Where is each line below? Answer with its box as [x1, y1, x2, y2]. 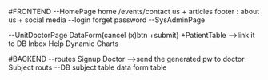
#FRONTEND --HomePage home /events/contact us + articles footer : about [8, 7, 260, 16]
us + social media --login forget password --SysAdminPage [8, 15, 206, 25]
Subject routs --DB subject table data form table [8, 63, 167, 72]
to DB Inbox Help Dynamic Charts [8, 39, 119, 48]
